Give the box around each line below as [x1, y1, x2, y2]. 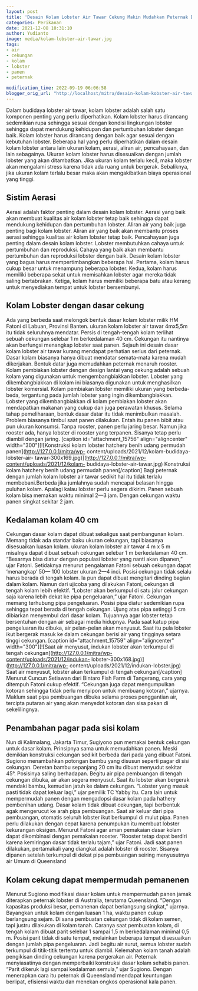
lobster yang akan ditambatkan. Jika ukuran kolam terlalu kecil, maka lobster [6, 157, 192, 164]
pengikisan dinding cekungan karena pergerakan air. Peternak [6, 953, 157, 960]
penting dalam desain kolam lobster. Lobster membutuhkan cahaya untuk [6, 239, 184, 246]
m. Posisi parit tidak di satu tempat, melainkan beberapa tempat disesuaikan [6, 934, 192, 941]
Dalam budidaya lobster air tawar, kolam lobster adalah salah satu [6, 107, 166, 114]
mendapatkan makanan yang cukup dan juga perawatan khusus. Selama [6, 404, 183, 411]
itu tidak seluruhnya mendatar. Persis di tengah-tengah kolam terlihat [6, 328, 174, 336]
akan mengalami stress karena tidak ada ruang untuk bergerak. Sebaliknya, [6, 163, 189, 170]
